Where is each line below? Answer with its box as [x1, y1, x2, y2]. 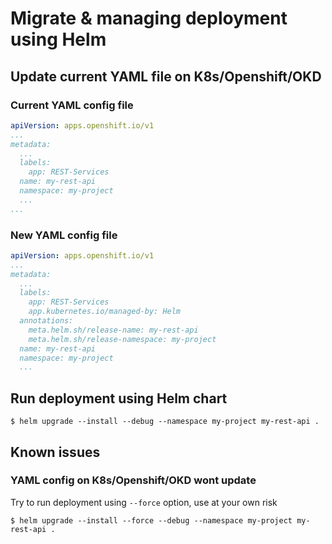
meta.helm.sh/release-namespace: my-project [28, 334, 217, 344]
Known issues [10, 443, 101, 461]
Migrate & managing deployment [10, 7, 288, 30]
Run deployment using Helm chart [10, 390, 228, 407]
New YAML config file [10, 228, 118, 242]
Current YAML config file [10, 98, 134, 112]
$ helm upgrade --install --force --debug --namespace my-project [10, 515, 293, 526]
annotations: [19, 316, 74, 326]
